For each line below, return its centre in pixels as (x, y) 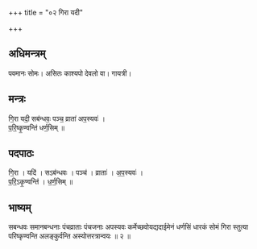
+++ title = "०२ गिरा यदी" (46, 12)
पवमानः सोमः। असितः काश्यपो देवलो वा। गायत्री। (70, 73)
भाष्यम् (20, 207)
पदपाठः (21, 154)
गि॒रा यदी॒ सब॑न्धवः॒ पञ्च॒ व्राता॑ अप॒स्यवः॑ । (57, 118)
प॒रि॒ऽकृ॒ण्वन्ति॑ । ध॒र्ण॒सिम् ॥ (41, 182)
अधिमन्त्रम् (27, 54)
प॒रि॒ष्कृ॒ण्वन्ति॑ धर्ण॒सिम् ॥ (37, 127)
